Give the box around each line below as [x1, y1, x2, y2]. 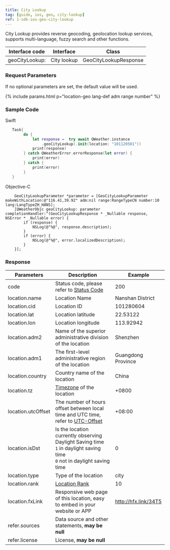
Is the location [55, 425, 89, 432]
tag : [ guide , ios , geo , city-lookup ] [5, 12, 85, 17]
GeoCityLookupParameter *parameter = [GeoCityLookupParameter [14, 193, 148, 198]
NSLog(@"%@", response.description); [32, 224, 112, 230]
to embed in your [55, 501, 96, 508]
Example [128, 271, 150, 278]
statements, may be [55, 522, 103, 529]
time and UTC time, [55, 411, 101, 418]
